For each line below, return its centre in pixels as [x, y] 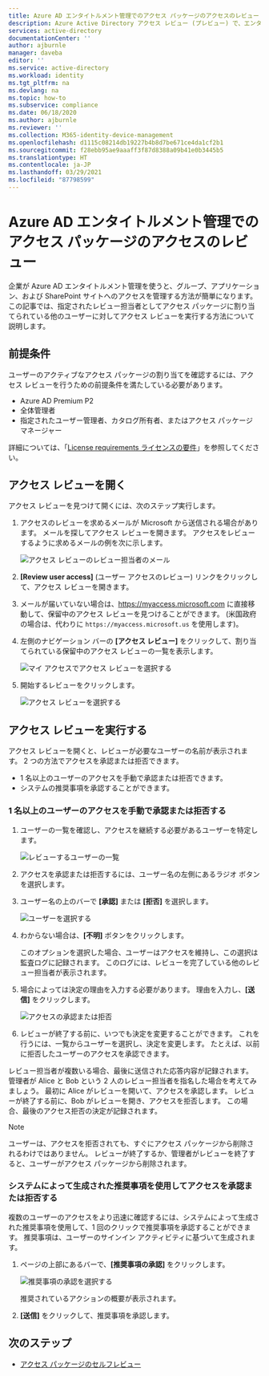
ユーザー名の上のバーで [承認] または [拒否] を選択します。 [116, 901]
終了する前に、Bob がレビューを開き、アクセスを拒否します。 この [132, 1101]
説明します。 [29, 326]
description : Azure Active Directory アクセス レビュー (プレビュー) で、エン [132, 23]
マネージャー [41, 430]
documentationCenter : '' [50, 38]
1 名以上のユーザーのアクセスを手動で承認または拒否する [117, 811]
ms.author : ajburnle [43, 120]
